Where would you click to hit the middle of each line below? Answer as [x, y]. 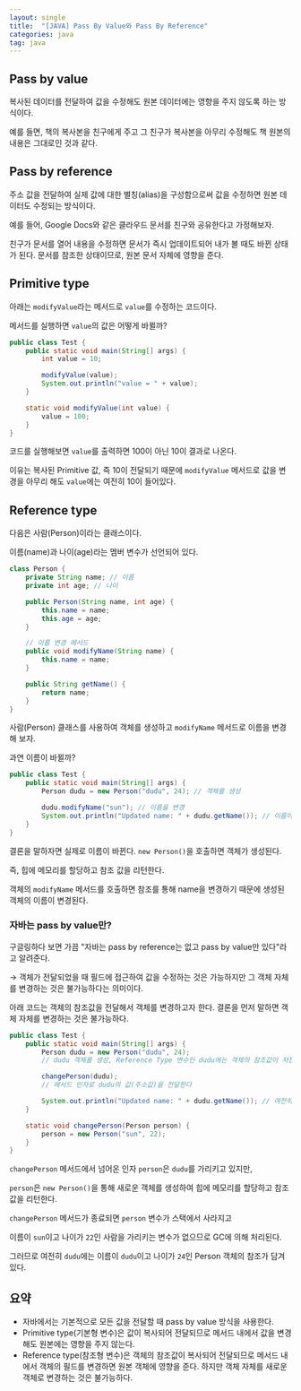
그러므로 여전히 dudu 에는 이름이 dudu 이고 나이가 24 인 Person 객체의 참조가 [139, 1257]
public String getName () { [76, 684]
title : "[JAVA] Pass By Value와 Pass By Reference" [109, 26]
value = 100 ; [66, 416]
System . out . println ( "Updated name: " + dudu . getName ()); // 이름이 [167, 816]
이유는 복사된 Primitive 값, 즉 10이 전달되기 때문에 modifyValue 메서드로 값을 [143, 471]
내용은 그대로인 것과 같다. [54, 143]
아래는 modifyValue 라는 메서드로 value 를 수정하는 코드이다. [113, 307]
